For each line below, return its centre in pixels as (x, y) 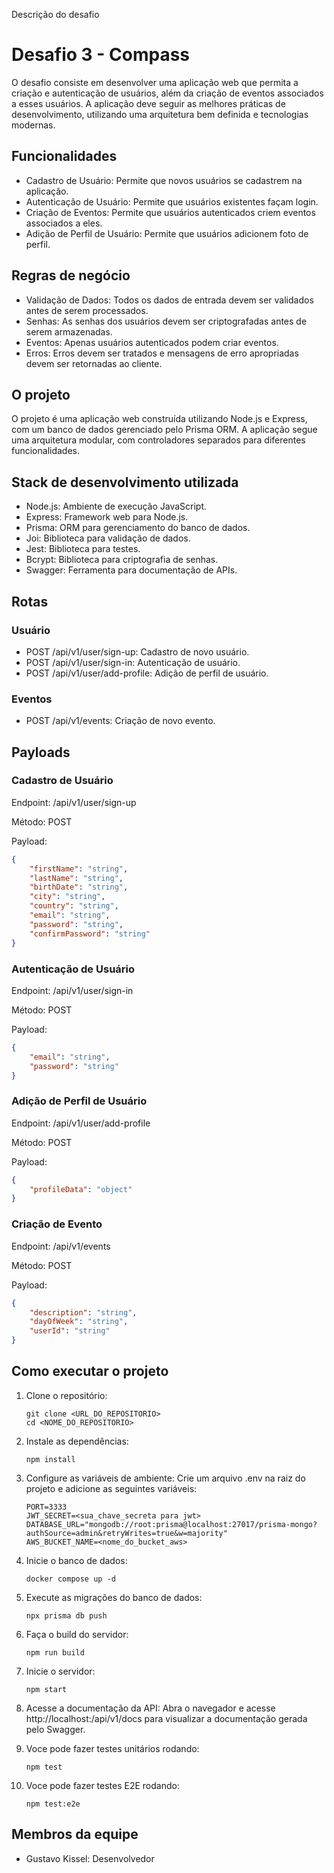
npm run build (55, 1652)
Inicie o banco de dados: (76, 1560)
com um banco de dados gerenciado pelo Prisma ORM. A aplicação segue (164, 430)
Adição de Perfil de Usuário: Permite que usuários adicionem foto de (167, 233)
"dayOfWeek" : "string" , (79, 1322)
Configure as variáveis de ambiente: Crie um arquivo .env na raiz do (165, 1478)
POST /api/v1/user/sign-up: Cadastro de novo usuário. (137, 651)
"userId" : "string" (70, 1331)
